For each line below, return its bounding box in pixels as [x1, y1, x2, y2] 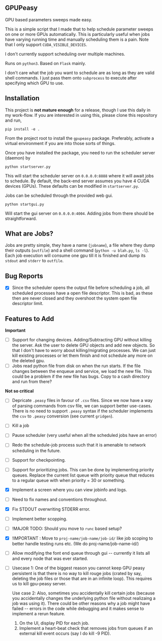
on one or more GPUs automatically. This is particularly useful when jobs [5, 31, 150, 37]
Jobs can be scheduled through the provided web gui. [5, 192, 113, 198]
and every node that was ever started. [12, 556, 88, 561]
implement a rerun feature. [12, 611, 65, 617]
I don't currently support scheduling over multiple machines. [5, 51, 126, 57]
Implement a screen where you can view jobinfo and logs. [12, 487, 127, 493]
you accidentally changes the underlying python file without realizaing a [12, 595, 156, 601]
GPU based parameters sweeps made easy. [5, 16, 93, 22]
